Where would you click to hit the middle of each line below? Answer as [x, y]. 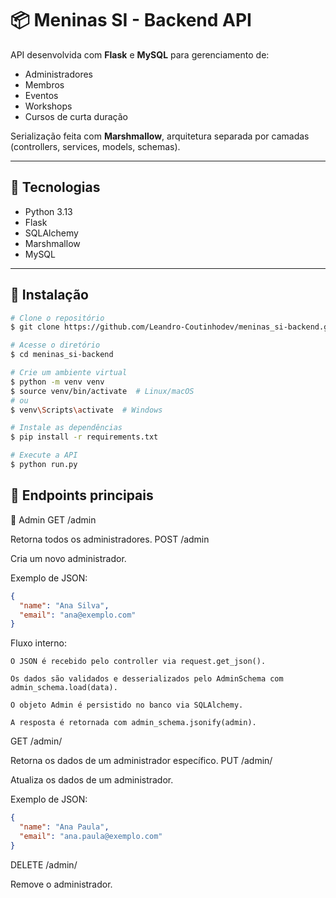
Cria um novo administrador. [68, 558]
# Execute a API [44, 455]
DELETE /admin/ [44, 864]
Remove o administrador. [61, 884]
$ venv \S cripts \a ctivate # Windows [86, 410]
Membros [44, 84]
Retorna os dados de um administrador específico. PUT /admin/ [141, 761]
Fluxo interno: [39, 643]
